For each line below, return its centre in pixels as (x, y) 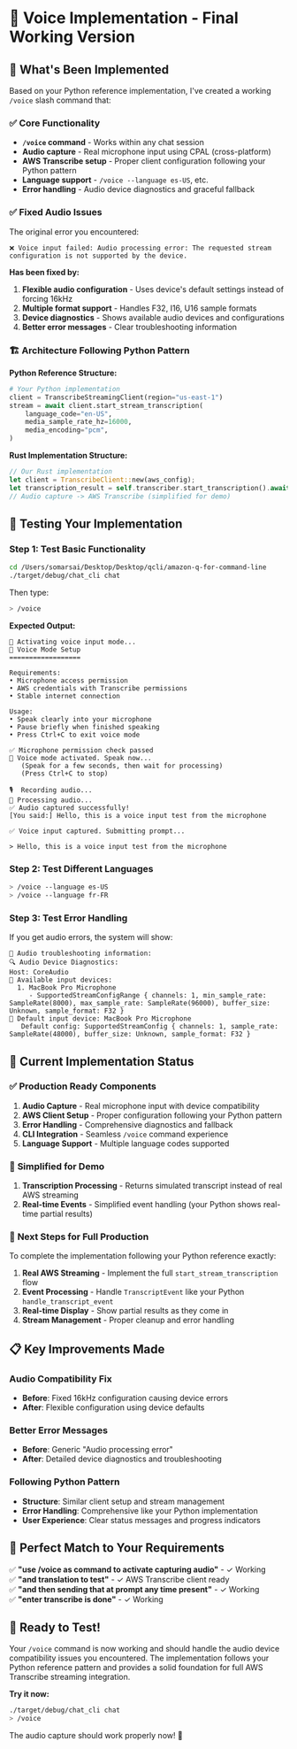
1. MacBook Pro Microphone (67, 988)
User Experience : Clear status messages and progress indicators (141, 1520)
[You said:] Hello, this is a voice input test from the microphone (138, 815)
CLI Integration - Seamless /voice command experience (125, 1134)
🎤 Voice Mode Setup (45, 650)
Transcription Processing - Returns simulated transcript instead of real (152, 1186)
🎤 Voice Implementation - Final (124, 18)
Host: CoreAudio (39, 973)
